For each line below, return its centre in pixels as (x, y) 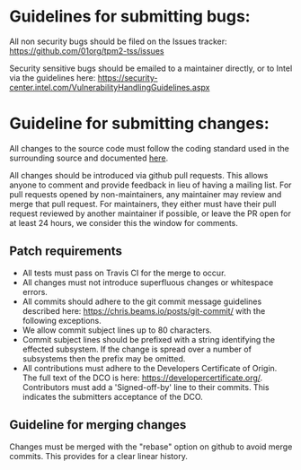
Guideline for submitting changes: (139, 124)
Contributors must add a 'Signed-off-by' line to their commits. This (146, 387)
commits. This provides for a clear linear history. (99, 456)
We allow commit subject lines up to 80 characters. (117, 330)
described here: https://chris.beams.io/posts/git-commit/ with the (144, 310)
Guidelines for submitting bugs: (130, 17)
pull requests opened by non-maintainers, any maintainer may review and (146, 194)
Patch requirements (66, 252)
